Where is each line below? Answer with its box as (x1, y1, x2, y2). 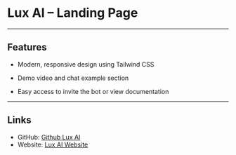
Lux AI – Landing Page (7, 5, 138, 21)
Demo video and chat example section (17, 74, 129, 82)
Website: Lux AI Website (17, 140, 88, 149)
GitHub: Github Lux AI (17, 133, 81, 141)
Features (7, 41, 47, 53)
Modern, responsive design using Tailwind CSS (17, 60, 155, 68)
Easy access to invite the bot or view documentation (17, 87, 169, 95)
